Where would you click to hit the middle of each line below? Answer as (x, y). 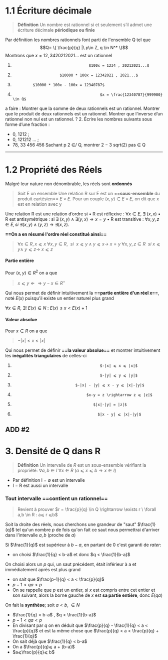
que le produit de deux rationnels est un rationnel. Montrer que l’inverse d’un (84, 113)
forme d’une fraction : (27, 124)
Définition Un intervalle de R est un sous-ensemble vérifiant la (82, 465)
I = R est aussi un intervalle (40, 485)
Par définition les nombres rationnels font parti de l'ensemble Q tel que (78, 40)
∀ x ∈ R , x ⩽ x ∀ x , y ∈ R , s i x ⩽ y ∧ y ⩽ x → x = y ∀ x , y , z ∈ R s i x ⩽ (89, 244)
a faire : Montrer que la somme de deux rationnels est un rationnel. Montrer (82, 108)
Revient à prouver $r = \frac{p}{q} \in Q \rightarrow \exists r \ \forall (87, 509)
